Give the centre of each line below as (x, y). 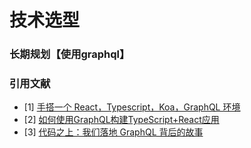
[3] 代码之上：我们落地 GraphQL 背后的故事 (113, 132)
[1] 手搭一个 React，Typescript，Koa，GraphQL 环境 (132, 107)
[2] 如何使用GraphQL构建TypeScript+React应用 (121, 120)
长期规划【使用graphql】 (70, 54)
